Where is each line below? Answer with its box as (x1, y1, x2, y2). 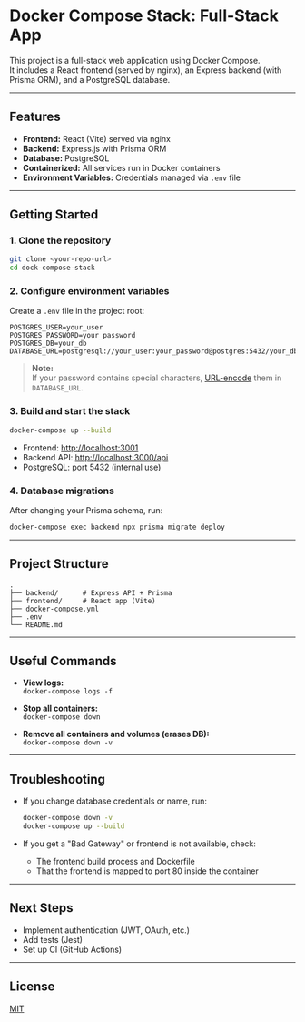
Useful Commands (9, 653, 117, 669)
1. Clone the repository (9, 234, 112, 247)
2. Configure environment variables (9, 285, 170, 298)
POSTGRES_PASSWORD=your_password (9, 331, 136, 340)
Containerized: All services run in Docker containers (22, 162, 221, 173)
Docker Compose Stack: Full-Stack (9, 5, 280, 26)
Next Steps (9, 900, 74, 916)
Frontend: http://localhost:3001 (22, 442, 139, 453)
